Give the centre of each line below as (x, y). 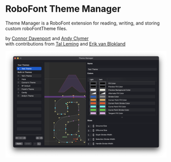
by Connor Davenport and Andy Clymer (47, 38)
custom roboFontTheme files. (36, 28)
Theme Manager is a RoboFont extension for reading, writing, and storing (82, 23)
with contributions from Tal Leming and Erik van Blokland (66, 43)
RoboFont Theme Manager (63, 9)
